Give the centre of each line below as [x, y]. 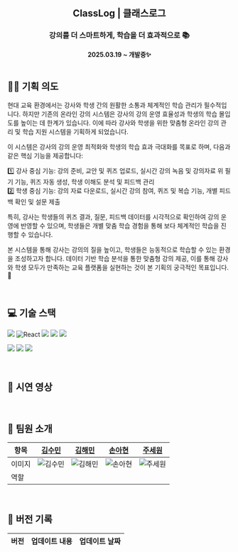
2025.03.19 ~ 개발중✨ [119, 54]
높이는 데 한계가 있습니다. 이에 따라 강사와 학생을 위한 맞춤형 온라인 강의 [120, 123]
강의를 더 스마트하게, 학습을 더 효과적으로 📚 [119, 35]
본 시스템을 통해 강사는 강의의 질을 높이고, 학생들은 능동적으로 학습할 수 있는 [113, 249]
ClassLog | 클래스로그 [119, 13]
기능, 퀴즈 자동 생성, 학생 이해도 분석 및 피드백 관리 [85, 182]
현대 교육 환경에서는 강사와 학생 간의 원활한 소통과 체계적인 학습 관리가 [105, 105]
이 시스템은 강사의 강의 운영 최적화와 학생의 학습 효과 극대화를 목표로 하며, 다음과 [119, 147]
